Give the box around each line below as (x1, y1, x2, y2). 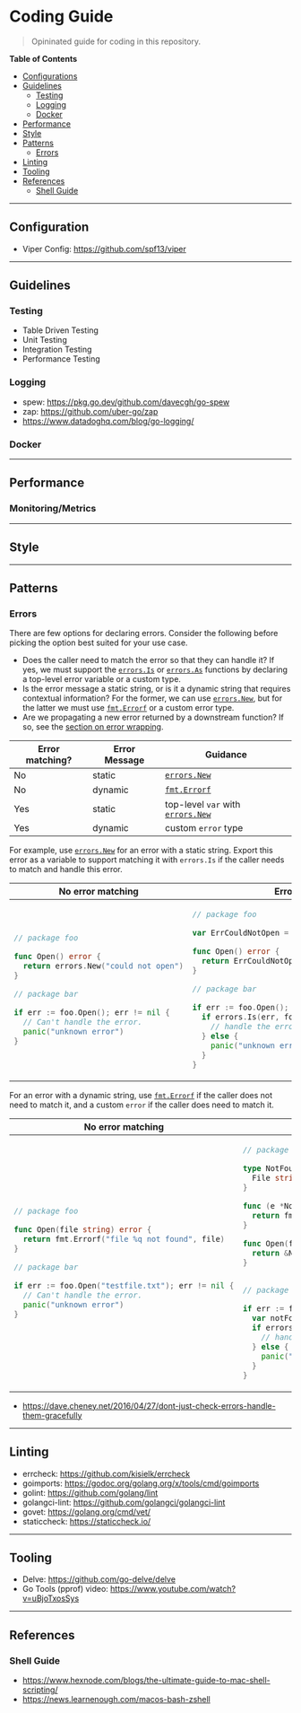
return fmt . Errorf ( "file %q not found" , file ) (22, 1234, 226, 1244)
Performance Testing (21, 354, 100, 364)
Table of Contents (9, 53, 78, 64)
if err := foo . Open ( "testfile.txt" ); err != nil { (13, 1280, 235, 1290)
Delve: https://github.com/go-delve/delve (21, 1574, 176, 1585)
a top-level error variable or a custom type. (21, 674, 182, 685)
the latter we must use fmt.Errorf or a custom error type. (21, 703, 235, 713)
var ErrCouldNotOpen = (192, 928, 289, 939)
